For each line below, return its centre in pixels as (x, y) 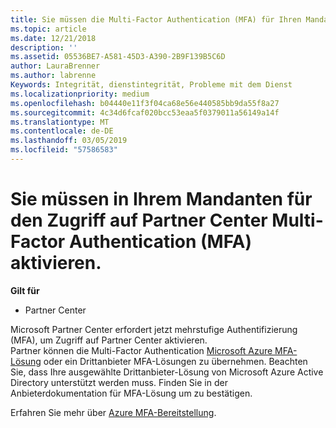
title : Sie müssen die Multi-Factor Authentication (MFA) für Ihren (156, 19)
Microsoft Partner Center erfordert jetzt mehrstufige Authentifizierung (154, 329)
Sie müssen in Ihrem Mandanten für (161, 199)
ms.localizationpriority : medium (80, 94)
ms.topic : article (48, 29)
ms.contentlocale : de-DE (62, 131)
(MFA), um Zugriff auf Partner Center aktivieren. (109, 340)
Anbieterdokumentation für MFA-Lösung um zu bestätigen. (131, 393)
